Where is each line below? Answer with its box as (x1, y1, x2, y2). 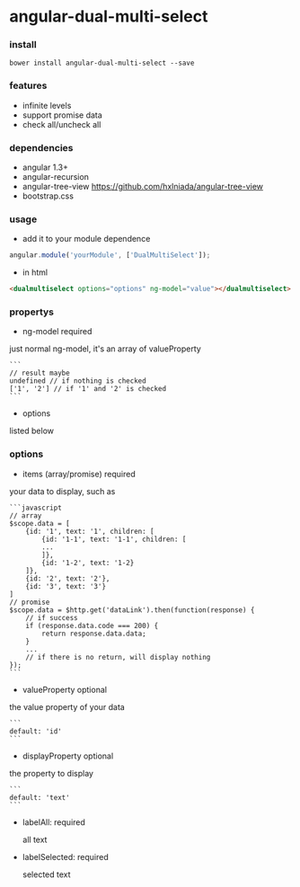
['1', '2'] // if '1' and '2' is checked (9, 385, 167, 394)
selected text (22, 869, 71, 880)
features (9, 79, 48, 92)
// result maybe (9, 368, 70, 378)
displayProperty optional (22, 750, 114, 761)
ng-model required (22, 326, 93, 337)
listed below (9, 425, 55, 437)
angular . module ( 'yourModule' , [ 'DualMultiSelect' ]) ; (9, 251, 211, 260)
